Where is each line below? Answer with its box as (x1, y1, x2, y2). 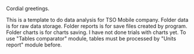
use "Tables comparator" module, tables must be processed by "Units (6, 35, 176, 42)
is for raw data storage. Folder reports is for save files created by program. (6, 23, 188, 29)
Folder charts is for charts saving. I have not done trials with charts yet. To (6, 29, 186, 36)
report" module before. (6, 41, 62, 48)
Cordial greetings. (6, 5, 50, 12)
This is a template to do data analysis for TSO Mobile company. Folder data (6, 16, 189, 23)
